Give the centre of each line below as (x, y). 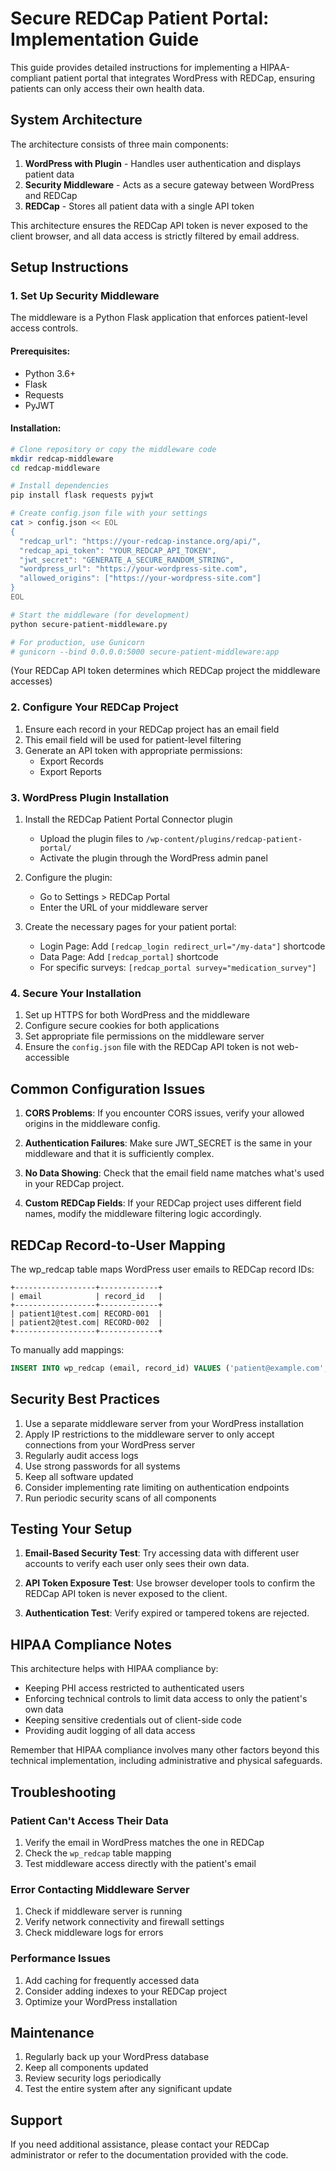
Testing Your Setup (71, 1529)
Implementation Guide (105, 39)
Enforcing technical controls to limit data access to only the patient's (166, 1699)
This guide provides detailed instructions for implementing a (134, 67)
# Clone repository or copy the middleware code (113, 449)
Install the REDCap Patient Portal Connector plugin (128, 819)
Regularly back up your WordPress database (117, 2057)
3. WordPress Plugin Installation (90, 797)
